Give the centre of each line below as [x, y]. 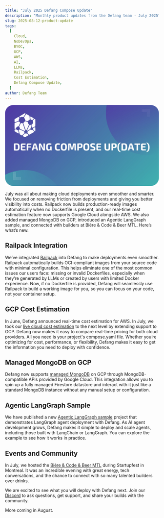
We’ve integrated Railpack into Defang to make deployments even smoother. [82, 257]
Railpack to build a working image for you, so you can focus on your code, [80, 289]
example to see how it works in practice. [46, 438]
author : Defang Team [26, 93]
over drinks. [17, 481]
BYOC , [20, 47]
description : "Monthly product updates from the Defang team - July [76, 15]
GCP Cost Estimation [37, 309]
